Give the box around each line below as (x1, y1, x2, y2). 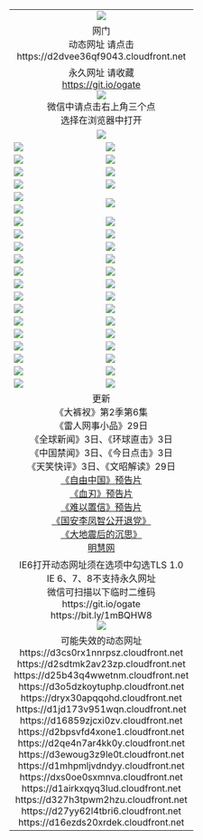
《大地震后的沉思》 (60, 528, 143, 540)
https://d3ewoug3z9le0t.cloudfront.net (17, 748, 185, 760)
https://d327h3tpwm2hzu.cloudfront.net (14, 793, 188, 806)
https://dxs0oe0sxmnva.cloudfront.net (19, 770, 183, 783)
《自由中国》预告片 (60, 473, 143, 486)
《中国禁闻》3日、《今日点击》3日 (30, 446, 173, 459)
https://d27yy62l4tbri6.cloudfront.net (21, 805, 182, 817)
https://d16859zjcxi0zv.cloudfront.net (19, 714, 183, 727)
